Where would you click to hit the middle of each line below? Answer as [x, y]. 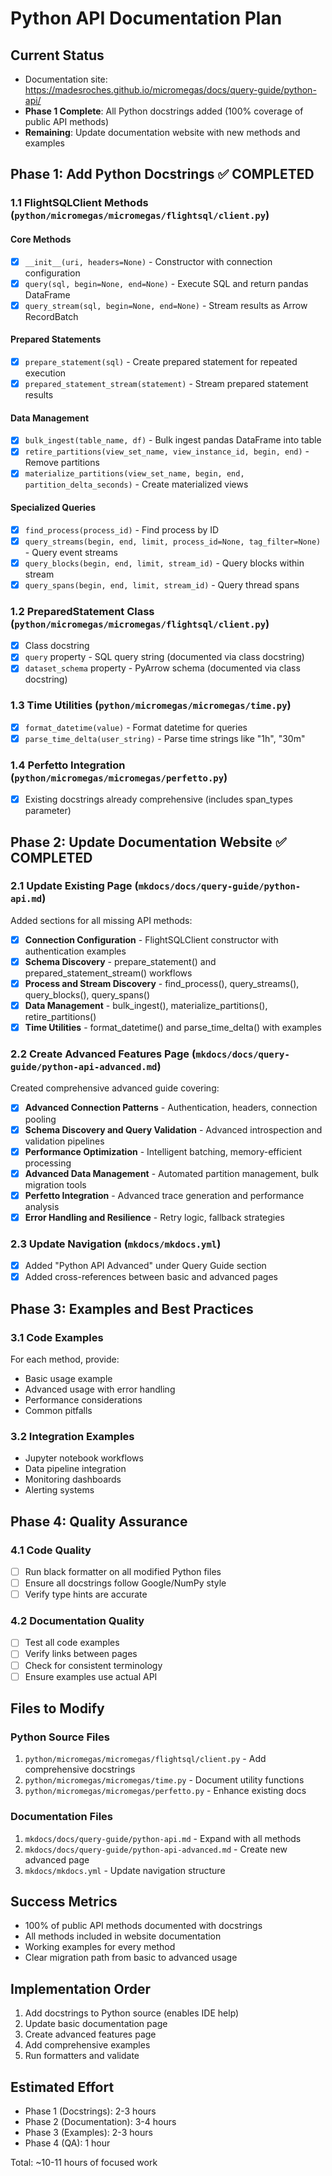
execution [45, 373]
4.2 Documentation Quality [77, 1621]
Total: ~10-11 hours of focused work [84, 2163]
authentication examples [75, 951]
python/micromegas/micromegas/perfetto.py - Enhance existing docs [165, 1791]
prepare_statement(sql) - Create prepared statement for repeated [161, 361]
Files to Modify [57, 1708]
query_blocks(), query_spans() [87, 995]
